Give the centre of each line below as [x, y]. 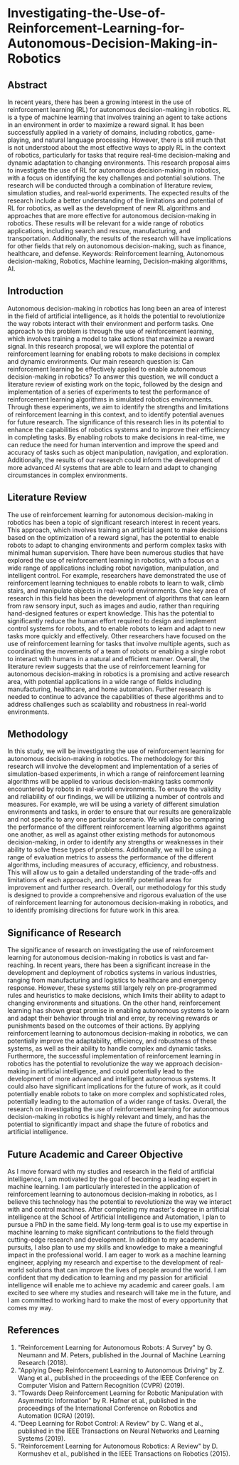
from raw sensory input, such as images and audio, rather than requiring [113, 606]
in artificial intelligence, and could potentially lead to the [112, 1071]
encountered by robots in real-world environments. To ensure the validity [115, 789]
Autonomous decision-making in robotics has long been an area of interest [117, 308]
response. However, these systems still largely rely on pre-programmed [112, 988]
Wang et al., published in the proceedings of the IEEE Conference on [118, 1377]
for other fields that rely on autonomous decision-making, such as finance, [117, 246]
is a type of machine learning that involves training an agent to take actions [117, 117]
